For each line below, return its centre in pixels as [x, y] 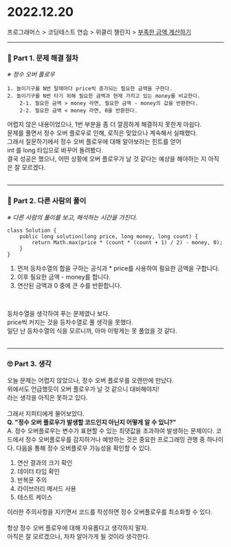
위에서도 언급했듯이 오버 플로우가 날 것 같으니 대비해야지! [83, 389]
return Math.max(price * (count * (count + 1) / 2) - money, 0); [128, 242]
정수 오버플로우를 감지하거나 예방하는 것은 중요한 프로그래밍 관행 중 [115, 439]
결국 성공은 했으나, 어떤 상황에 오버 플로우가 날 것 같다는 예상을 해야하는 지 [107, 159]
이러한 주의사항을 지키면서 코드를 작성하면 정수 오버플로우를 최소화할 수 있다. [110, 512]
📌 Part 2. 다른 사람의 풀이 [47, 201]
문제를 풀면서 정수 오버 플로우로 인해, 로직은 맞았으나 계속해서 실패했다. [102, 133]
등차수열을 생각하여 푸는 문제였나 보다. [58, 313]
